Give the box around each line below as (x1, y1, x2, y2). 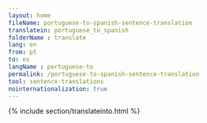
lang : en (8, 41, 37, 49)
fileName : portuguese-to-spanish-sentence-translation (8, 19, 193, 27)
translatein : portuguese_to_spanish (8, 26, 129, 34)
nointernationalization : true (8, 84, 108, 93)
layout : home (8, 11, 51, 20)
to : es (8, 56, 30, 64)
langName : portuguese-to (8, 63, 93, 71)
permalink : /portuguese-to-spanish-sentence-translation (8, 70, 200, 78)
